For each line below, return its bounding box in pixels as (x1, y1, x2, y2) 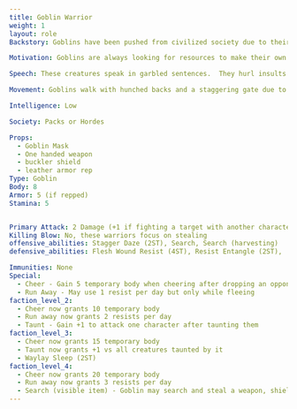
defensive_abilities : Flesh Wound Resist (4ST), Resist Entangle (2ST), (9, 247, 283, 256)
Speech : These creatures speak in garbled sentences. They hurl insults (9, 70, 287, 79)
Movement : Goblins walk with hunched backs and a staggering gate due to (9, 86, 287, 95)
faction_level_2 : (9, 296, 73, 305)
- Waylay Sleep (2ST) (17, 353, 97, 362)
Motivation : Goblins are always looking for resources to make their (9, 54, 271, 63)
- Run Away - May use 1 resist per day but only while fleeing (17, 288, 255, 297)
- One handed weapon (17, 149, 93, 159)
